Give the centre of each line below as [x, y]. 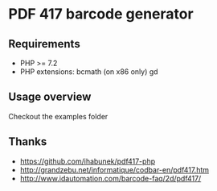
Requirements [44, 44]
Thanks [28, 142]
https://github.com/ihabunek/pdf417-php [87, 161]
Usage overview [50, 97]
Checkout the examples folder [58, 116]
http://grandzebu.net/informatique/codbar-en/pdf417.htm [115, 169]
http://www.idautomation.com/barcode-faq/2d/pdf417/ [111, 178]
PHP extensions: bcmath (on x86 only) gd [89, 72]
